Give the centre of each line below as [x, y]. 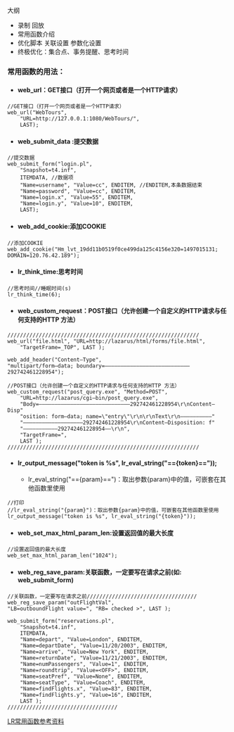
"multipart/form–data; [40, 366]
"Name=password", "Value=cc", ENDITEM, [78, 191]
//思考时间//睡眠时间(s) [39, 288]
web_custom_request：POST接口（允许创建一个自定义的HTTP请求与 [119, 311]
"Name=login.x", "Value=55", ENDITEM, [77, 198]
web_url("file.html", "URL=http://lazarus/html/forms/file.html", [106, 341]
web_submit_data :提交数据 [58, 141]
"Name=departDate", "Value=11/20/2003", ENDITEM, [94, 645]
